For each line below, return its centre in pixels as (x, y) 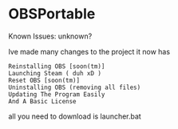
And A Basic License (43, 101)
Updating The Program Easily (57, 94)
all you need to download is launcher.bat (75, 116)
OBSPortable (52, 14)
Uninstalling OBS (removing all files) (75, 87)
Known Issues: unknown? (50, 36)
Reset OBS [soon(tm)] (44, 80)
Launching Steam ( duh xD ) (55, 73)
